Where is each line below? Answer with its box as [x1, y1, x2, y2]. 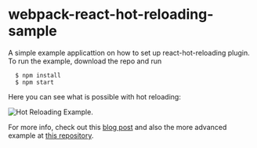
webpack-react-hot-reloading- [8, 5, 214, 23]
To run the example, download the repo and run [8, 56, 162, 66]
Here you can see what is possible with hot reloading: [8, 92, 182, 101]
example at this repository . [8, 131, 94, 140]
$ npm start [15, 78, 55, 86]
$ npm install [15, 71, 61, 79]
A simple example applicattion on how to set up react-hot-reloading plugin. [8, 48, 250, 57]
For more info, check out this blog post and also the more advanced [8, 122, 227, 132]
